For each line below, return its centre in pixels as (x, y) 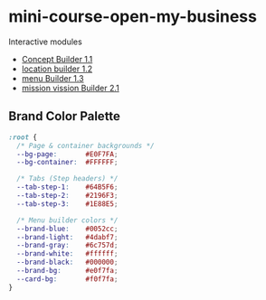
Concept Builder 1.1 (57, 59)
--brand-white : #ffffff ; (67, 254)
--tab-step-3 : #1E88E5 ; (67, 204)
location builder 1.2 (57, 69)
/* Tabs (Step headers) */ (67, 179)
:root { (23, 137)
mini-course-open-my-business (133, 17)
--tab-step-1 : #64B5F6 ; (67, 187)
